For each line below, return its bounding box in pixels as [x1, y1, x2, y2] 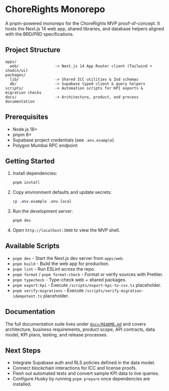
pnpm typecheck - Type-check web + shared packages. [12, 277, 127, 283]
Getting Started [5, 157, 55, 165]
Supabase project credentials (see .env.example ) [12, 137, 115, 143]
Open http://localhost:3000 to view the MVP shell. [12, 227, 120, 233]
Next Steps [5, 346, 41, 355]
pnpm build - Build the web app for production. [12, 260, 110, 267]
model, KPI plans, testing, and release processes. [5, 331, 108, 337]
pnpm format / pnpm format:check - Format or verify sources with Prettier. [12, 271, 163, 277]
